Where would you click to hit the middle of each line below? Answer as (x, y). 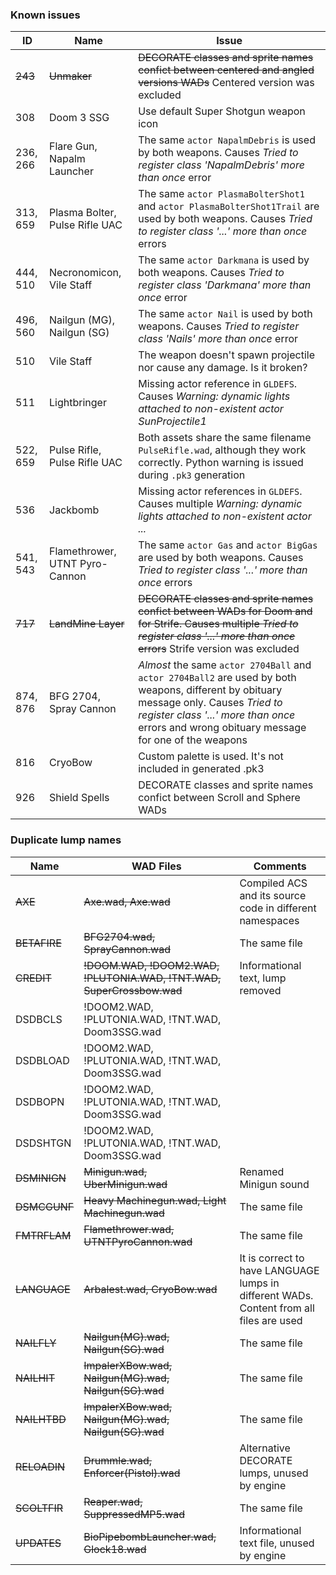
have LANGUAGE (279, 1270)
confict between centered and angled (226, 70)
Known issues (45, 15)
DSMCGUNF (45, 1206)
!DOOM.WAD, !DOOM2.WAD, (151, 965)
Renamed (262, 1171)
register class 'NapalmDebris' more (221, 165)
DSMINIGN (41, 1178)
